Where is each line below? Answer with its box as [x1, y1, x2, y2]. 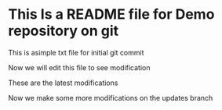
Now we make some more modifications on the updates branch [8, 93, 213, 102]
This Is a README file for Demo [8, 5, 215, 23]
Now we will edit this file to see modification [8, 62, 151, 72]
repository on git [8, 22, 119, 40]
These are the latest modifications [8, 78, 118, 87]
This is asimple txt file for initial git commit [8, 48, 144, 57]
